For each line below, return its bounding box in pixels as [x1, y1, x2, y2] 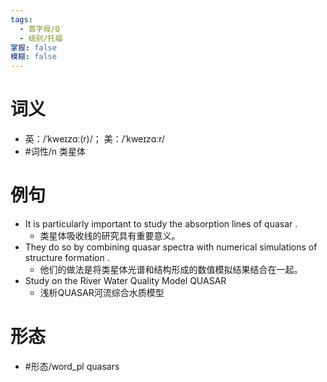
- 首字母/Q [19, 24, 60, 34]
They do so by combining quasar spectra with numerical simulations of [24, 241, 318, 253]
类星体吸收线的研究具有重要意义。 [39, 230, 181, 241]
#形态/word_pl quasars [24, 360, 120, 372]
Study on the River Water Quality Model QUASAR [24, 275, 227, 286]
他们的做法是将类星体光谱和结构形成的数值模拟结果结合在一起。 [39, 264, 303, 275]
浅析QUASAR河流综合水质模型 [39, 287, 165, 298]
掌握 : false [10, 42, 57, 53]
